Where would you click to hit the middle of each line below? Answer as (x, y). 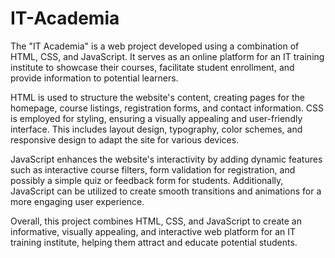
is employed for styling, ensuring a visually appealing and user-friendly (156, 118)
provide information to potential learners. (94, 78)
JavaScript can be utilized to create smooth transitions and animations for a (166, 191)
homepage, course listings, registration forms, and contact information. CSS (167, 108)
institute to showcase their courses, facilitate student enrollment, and (152, 67)
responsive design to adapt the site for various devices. (125, 139)
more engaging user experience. (77, 201)
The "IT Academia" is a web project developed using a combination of (155, 46)
